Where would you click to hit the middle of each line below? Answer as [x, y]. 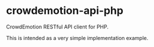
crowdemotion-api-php [65, 11]
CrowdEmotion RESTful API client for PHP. [58, 27]
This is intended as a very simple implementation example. [77, 38]
